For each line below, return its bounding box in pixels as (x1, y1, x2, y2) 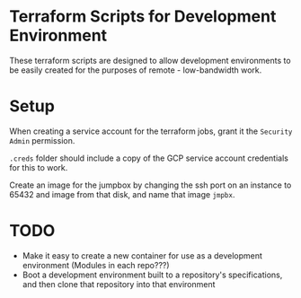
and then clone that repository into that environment (22, 278, 216, 289)
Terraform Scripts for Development (9, 6, 277, 27)
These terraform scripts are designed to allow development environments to (9, 55, 291, 66)
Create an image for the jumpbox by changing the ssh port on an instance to (9, 180, 292, 190)
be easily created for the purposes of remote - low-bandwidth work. (9, 65, 262, 75)
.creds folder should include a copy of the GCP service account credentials (9, 153, 289, 163)
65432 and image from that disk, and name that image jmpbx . (9, 188, 235, 199)
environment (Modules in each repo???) (22, 259, 170, 270)
